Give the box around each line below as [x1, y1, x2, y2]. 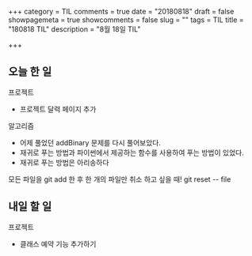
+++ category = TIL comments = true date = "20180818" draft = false [8, 7, 235, 16]
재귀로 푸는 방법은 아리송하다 [19, 157, 109, 167]
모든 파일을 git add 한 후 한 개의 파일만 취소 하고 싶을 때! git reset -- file [8, 174, 231, 184]
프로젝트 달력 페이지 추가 [19, 104, 97, 114]
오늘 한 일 [8, 65, 52, 78]
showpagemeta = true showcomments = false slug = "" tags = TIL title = [8, 15, 244, 24]
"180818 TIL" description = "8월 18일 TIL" [8, 24, 141, 34]
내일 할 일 [8, 200, 52, 213]
